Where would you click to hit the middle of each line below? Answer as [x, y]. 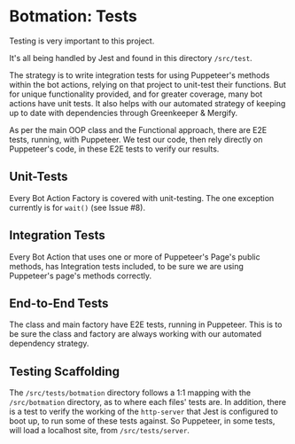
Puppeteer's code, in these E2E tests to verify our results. [114, 149]
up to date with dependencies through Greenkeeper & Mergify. [124, 113]
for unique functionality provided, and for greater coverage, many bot [136, 94]
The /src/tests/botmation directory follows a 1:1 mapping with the [130, 393]
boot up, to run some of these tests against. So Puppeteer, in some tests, [142, 421]
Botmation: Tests [73, 16]
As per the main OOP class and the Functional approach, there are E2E [138, 129]
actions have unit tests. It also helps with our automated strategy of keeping [147, 103]
